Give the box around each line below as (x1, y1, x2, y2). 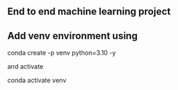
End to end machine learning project (7, 6, 171, 18)
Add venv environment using (7, 30, 138, 42)
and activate (7, 62, 44, 71)
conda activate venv (7, 76, 67, 84)
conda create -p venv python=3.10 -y (7, 49, 116, 57)
